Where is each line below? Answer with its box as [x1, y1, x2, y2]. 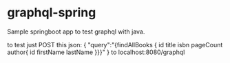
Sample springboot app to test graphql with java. [7, 27, 145, 36]
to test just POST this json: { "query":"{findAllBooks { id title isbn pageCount [7, 40, 223, 49]
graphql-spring [7, 5, 96, 21]
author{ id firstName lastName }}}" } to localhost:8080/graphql [7, 48, 185, 56]
